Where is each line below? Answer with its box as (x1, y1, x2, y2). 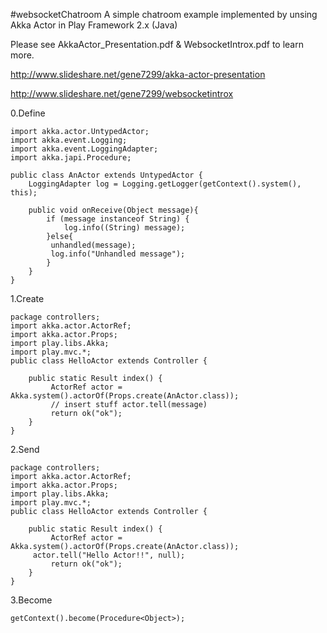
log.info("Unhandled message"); (50, 249, 186, 259)
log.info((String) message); (63, 223, 186, 233)
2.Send (10, 444, 40, 455)
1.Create (10, 293, 45, 304)
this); (10, 188, 38, 198)
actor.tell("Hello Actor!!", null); (32, 550, 186, 560)
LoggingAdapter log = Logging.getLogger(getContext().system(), (28, 179, 302, 189)
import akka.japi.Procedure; (10, 153, 132, 163)
